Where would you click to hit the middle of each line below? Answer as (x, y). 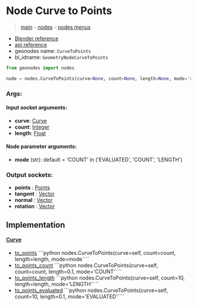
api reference (31, 45)
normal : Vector (33, 200)
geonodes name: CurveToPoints (53, 51)
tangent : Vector (35, 194)
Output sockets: (30, 174)
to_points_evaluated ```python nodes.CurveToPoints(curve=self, (91, 290)
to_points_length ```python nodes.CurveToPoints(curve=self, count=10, (100, 278)
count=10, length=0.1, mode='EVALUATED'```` (69, 296)
